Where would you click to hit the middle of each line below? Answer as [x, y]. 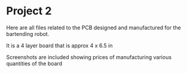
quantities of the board [34, 63]
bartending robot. [28, 34]
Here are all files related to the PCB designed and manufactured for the [93, 28]
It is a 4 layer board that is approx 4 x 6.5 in [59, 45]
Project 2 [29, 11]
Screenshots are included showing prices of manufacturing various [89, 57]
